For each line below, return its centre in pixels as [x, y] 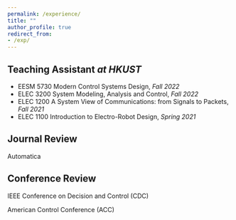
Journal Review [42, 139]
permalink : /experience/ [44, 14]
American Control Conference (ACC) [61, 209]
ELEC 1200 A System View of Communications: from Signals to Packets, [123, 101]
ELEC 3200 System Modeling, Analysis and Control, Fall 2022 [108, 94]
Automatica [24, 156]
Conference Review [52, 179]
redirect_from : [30, 34]
